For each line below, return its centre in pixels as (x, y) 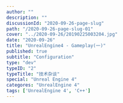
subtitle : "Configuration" (40, 57)
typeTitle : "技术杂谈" (33, 74)
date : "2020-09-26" (31, 40)
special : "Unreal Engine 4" (42, 79)
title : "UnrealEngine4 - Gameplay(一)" (56, 46)
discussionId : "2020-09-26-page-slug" (55, 23)
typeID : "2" (21, 68)
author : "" (20, 12)
